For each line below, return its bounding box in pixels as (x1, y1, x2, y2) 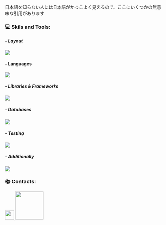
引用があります (13, 10, 45, 16)
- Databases (5, 106, 32, 112)
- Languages (5, 61, 32, 67)
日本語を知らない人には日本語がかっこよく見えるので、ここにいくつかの (5, 4, 153, 10)
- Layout (5, 38, 23, 44)
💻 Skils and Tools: (5, 23, 51, 30)
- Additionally (5, 153, 34, 159)
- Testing (5, 130, 24, 136)
